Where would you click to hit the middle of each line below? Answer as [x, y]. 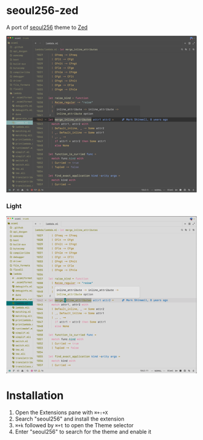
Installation [35, 396]
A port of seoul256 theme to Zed [47, 27]
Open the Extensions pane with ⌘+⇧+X [61, 412]
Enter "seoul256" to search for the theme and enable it [83, 432]
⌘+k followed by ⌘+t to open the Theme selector [74, 425]
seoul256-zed [42, 11]
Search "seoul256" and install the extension [70, 419]
